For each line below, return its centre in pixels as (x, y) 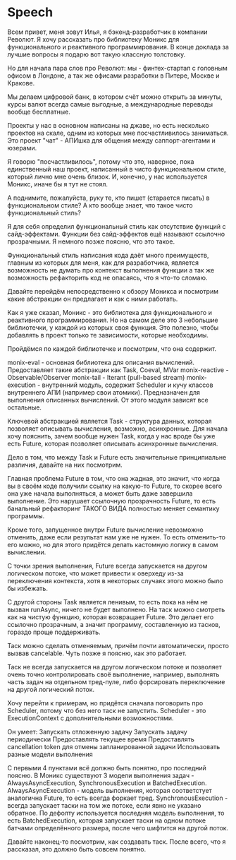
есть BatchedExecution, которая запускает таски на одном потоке (107, 820)
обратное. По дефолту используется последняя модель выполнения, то (116, 813)
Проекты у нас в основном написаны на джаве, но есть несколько (108, 125)
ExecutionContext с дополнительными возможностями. (91, 718)
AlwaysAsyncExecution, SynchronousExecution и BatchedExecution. (107, 783)
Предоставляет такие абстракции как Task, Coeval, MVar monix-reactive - (118, 370)
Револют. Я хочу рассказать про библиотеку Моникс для (93, 39)
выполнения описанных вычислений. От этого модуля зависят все (108, 400)
